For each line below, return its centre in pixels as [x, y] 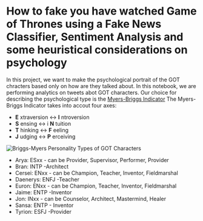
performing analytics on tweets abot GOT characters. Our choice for [92, 92]
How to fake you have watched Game [101, 11]
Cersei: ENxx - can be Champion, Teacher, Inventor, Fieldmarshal [97, 173]
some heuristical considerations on [97, 50]
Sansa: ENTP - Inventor [44, 205]
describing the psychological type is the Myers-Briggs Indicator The [92, 99]
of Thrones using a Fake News [84, 24]
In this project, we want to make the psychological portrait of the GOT [93, 80]
